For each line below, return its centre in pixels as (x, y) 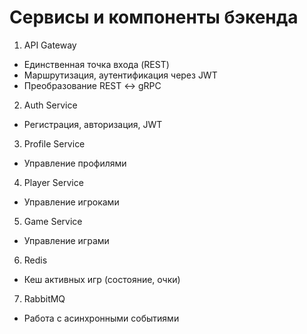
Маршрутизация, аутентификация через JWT (120, 75)
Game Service (53, 221)
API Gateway (50, 45)
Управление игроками (71, 202)
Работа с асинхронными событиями (101, 318)
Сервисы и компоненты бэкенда (154, 17)
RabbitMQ (44, 298)
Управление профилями (75, 163)
